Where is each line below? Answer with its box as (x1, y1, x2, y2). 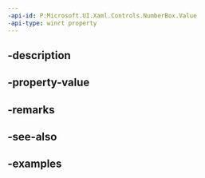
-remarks (7, 103, 55, 117)
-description (7, 49, 71, 62)
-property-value (7, 76, 90, 89)
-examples (7, 157, 62, 171)
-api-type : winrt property (7, 19, 97, 27)
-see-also (7, 130, 57, 144)
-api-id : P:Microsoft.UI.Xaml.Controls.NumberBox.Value (7, 11, 197, 20)
